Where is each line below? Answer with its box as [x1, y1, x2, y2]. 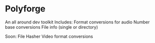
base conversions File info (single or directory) [5, 24, 98, 30]
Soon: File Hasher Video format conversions [5, 33, 93, 39]
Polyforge [5, 3, 46, 14]
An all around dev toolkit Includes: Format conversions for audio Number [5, 19, 150, 25]
